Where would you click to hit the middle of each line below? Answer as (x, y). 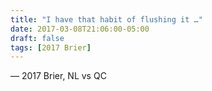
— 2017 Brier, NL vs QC (58, 76)
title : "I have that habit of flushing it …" (106, 19)
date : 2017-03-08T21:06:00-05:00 (80, 29)
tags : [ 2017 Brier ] (51, 47)
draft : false (37, 38)
